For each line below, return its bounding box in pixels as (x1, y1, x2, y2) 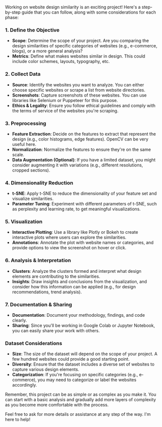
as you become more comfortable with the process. (5, 402, 109, 408)
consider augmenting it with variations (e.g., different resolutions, (12, 162, 144, 168)
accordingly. (12, 382, 37, 388)
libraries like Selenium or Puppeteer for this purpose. (12, 97, 118, 103)
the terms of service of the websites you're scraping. (12, 107, 119, 114)
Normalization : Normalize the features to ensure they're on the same (12, 146, 151, 152)
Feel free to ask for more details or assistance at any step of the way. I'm (5, 411, 151, 417)
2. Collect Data (5, 71, 41, 78)
